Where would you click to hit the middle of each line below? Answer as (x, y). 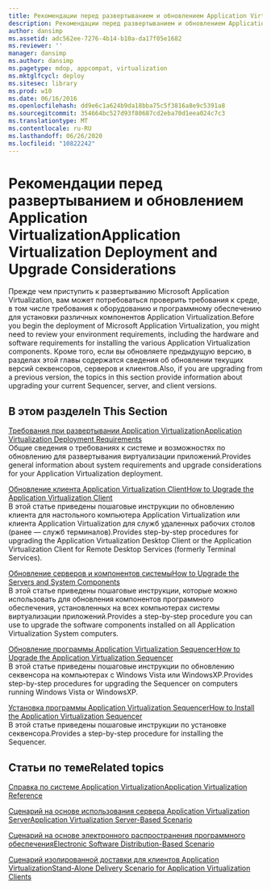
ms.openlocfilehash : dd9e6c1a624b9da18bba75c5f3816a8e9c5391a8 (117, 106)
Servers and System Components (65, 582)
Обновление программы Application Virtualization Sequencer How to (124, 649)
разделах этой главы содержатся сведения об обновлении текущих (126, 360)
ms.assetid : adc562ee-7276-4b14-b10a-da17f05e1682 (95, 38)
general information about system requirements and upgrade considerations (135, 465)
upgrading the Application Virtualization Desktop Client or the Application (130, 541)
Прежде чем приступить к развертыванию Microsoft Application (119, 291)
